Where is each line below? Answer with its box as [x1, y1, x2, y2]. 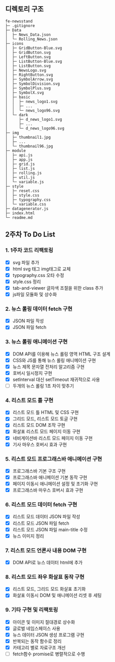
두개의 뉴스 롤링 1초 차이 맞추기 [12, 383, 74, 389]
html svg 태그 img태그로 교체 [12, 266, 71, 272]
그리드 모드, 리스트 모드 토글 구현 [12, 416, 78, 422]
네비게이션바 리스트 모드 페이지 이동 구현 [12, 435, 93, 441]
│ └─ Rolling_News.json [5, 36, 58, 42]
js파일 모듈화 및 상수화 [12, 291, 57, 297]
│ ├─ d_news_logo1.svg [5, 117, 62, 122]
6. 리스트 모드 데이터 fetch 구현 [5, 501, 78, 508]
